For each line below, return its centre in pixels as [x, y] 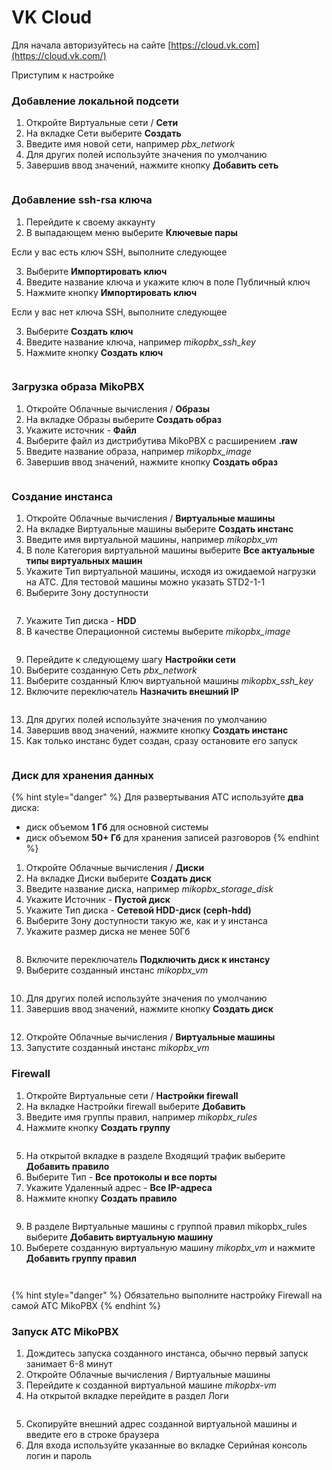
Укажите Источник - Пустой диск [98, 900]
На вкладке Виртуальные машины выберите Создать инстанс [159, 529]
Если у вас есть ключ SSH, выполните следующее [119, 252]
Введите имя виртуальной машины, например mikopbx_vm [151, 540]
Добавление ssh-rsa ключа [82, 200]
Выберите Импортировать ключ [96, 271]
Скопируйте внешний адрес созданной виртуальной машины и [161, 1424]
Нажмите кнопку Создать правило [101, 1198]
